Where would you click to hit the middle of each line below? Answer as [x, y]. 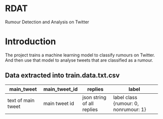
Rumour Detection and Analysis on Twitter [47, 22]
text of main [21, 100]
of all [88, 103]
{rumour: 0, [126, 103]
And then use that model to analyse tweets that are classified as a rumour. [79, 60]
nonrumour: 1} [130, 109]
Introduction [31, 42]
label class [125, 97]
